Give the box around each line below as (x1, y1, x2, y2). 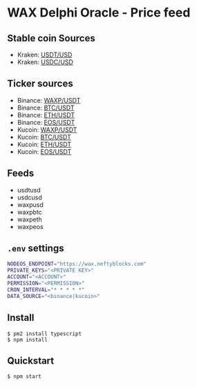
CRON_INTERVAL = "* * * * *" (7, 286, 85, 293)
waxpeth (17, 215, 43, 224)
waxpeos (17, 222, 44, 230)
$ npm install (7, 336, 48, 343)
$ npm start (7, 373, 41, 380)
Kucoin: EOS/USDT (17, 147, 72, 156)
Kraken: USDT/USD (17, 50, 73, 59)
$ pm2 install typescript (7, 330, 82, 337)
